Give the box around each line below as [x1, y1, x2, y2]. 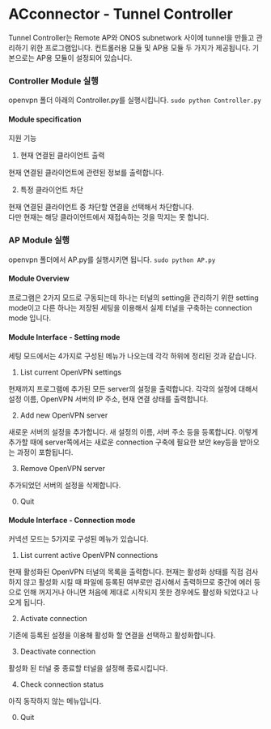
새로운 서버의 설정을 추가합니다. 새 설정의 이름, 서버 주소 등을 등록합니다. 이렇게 [8, 427, 259, 437]
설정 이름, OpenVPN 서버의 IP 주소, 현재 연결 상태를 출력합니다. [8, 394, 209, 404]
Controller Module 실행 [8, 75, 99, 86]
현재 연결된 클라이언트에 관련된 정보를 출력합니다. [8, 168, 164, 178]
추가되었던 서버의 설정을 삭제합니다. [8, 480, 121, 491]
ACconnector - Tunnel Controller [8, 5, 233, 24]
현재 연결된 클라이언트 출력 [19, 151, 105, 161]
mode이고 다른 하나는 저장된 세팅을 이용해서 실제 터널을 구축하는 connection [8, 302, 252, 312]
